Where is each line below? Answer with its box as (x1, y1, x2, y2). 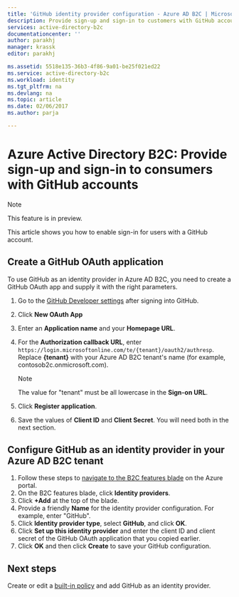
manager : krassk (7, 43, 55, 51)
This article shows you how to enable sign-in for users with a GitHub (7, 227, 208, 236)
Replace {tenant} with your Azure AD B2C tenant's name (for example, (17, 353, 226, 361)
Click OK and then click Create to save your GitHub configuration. (17, 542, 211, 551)
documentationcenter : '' (7, 30, 81, 38)
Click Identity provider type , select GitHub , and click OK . (17, 519, 187, 528)
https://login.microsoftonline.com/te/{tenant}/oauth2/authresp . (17, 345, 215, 353)
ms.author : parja (7, 110, 59, 117)
